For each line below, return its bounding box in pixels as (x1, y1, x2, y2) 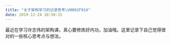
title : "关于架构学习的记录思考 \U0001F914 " (5, 7, 91, 13)
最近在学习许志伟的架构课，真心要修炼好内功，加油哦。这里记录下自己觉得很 (5, 26, 166, 33)
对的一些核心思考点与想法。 (5, 33, 64, 39)
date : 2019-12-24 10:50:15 (5, 12, 63, 17)
